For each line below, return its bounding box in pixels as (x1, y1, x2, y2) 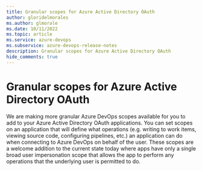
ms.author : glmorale (6, 20, 58, 26)
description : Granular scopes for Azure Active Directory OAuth (6, 48, 171, 54)
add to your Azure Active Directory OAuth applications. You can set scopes (6, 119, 193, 126)
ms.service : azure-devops (6, 37, 71, 43)
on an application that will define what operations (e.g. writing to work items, (6, 125, 197, 133)
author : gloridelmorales (6, 15, 69, 21)
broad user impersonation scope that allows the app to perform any (6, 151, 174, 158)
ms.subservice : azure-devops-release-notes (6, 43, 118, 49)
